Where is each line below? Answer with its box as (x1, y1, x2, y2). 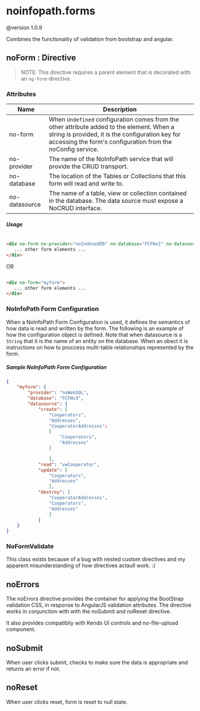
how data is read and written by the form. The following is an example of (6, 324, 184, 332)
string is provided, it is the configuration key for (48, 130, 181, 138)
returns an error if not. (6, 665, 61, 672)
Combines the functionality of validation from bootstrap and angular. (6, 35, 174, 42)
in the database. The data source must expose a (48, 197, 183, 205)
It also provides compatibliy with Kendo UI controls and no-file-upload (6, 619, 179, 627)
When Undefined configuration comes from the (48, 115, 180, 123)
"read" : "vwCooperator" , (37, 461, 100, 468)
